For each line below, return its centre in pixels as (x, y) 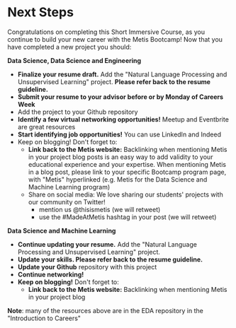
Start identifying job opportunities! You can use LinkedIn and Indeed (119, 134)
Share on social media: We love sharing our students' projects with (125, 194)
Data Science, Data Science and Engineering (74, 60)
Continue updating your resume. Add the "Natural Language (107, 244)
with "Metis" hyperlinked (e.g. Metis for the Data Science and (118, 179)
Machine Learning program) (69, 187)
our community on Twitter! (67, 201)
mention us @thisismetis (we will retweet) (100, 209)
